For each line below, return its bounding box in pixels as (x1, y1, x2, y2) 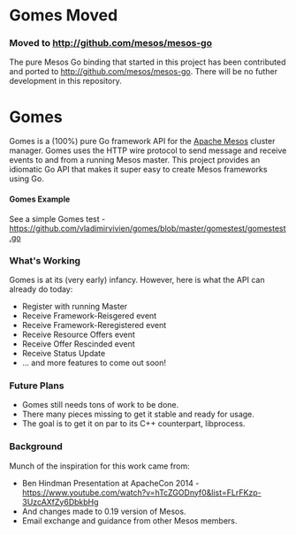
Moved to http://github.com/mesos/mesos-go (9, 37, 212, 50)
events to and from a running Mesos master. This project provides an (9, 155, 261, 165)
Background (9, 440, 64, 453)
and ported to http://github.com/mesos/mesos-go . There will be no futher (9, 66, 278, 77)
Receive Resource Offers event (21, 329, 135, 340)
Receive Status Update (21, 348, 106, 358)
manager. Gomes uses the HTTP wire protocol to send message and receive (9, 145, 287, 156)
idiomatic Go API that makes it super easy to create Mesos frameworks (9, 164, 268, 175)
